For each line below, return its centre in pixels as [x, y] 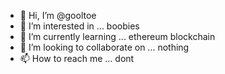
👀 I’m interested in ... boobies [79, 26]
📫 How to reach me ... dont [77, 58]
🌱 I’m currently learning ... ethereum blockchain [117, 36]
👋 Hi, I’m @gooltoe [58, 15]
